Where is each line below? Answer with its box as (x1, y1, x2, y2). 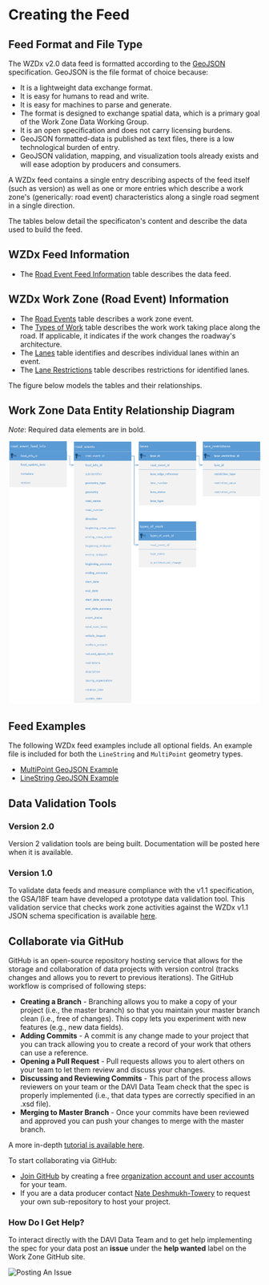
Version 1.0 (8, 867, 54, 878)
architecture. (19, 339, 62, 349)
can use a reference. (19, 1048, 89, 1057)
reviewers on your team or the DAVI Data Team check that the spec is (19, 1082, 250, 1092)
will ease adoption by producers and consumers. (19, 160, 182, 169)
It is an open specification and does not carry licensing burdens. (19, 126, 233, 135)
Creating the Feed (8, 6, 130, 24)
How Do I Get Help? (8, 1217, 85, 1228)
